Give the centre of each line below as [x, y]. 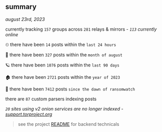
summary [21, 7]
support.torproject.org [29, 114]
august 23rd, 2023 [25, 19]
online [12, 34]
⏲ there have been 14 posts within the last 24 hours [61, 45]
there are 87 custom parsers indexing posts [51, 99]
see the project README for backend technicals [68, 124]
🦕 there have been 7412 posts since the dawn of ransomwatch [70, 89]
